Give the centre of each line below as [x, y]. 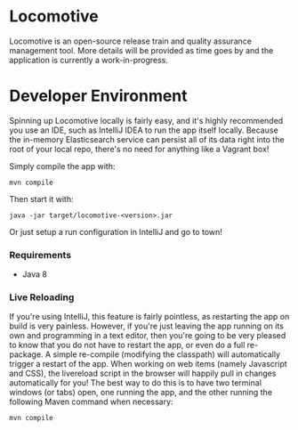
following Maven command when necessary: [91, 402]
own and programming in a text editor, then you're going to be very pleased [148, 336]
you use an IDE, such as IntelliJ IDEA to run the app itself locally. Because [144, 130]
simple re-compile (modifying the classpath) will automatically [167, 354]
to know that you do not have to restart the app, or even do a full [127, 345]
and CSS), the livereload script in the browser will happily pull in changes [143, 373]
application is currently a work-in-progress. [89, 60]
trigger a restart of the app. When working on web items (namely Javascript [148, 364]
